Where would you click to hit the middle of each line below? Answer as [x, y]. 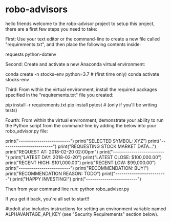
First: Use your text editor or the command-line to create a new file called [83, 39]
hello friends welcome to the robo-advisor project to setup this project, [80, 24]
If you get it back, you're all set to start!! [47, 198]
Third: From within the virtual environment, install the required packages [81, 89]
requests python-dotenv [31, 54]
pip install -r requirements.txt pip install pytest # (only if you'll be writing [81, 105]
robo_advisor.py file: [27, 131]
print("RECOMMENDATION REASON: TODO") [53, 173]
